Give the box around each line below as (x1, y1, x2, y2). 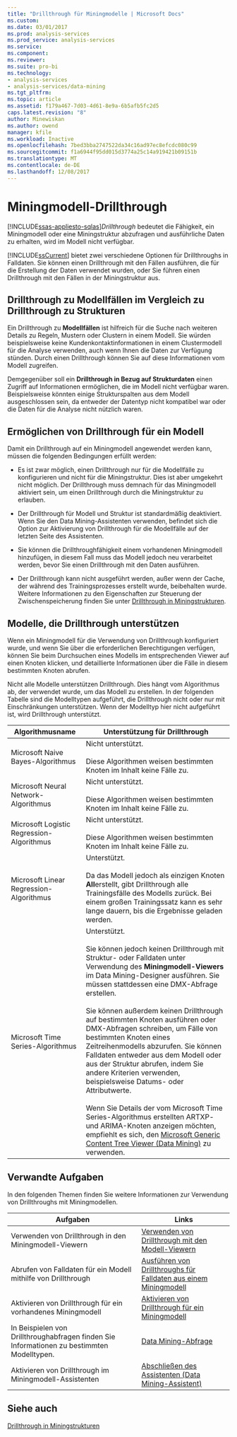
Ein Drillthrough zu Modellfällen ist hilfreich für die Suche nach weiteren (7, 323, 217, 333)
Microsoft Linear (11, 875, 66, 884)
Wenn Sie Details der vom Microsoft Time (85, 1103, 224, 1113)
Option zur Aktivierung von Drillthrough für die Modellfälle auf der (17, 524, 209, 533)
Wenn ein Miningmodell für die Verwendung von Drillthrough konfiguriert (7, 636, 219, 645)
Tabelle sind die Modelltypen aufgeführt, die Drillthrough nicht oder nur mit (7, 695, 226, 703)
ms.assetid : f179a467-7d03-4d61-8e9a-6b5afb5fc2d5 (7, 103, 159, 110)
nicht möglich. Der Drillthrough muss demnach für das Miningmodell (17, 480, 217, 489)
